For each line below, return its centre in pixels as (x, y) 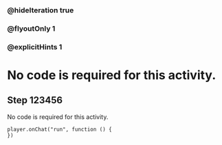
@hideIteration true (41, 10)
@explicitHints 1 (35, 47)
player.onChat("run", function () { (59, 129)
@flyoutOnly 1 (31, 28)
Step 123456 (35, 100)
